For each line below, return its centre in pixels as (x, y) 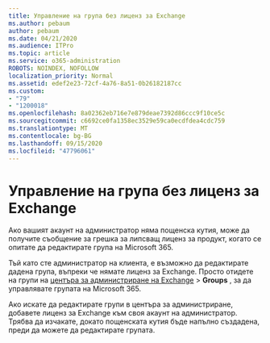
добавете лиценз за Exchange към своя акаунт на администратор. (123, 313)
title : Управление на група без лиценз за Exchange (97, 16)
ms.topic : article (39, 53)
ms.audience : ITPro (41, 46)
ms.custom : (27, 91)
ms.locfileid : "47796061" (52, 151)
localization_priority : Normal (61, 76)
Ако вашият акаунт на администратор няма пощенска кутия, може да (129, 230)
